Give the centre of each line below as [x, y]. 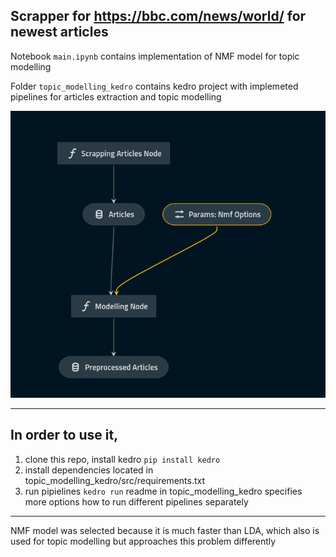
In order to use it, [64, 435]
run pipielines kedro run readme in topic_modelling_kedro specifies [163, 491]
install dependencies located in [89, 470]
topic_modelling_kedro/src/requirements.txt [115, 480]
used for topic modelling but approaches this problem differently [143, 541]
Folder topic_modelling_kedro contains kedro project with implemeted [154, 86]
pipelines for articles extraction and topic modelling [116, 96]
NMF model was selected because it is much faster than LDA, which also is [165, 530]
